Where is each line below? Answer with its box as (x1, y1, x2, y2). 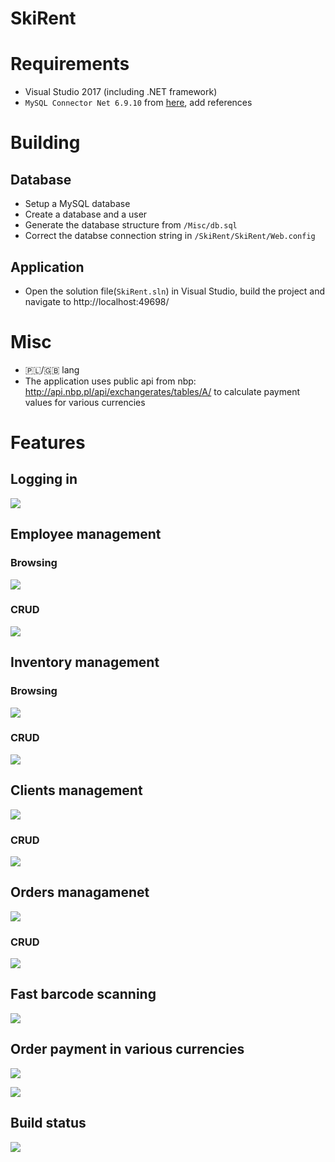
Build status (10, 1115, 87, 1132)
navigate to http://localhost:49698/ (24, 295, 170, 307)
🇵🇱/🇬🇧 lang (24, 363, 80, 376)
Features (10, 432, 86, 454)
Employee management (10, 526, 162, 543)
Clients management (10, 782, 143, 799)
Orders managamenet (10, 884, 150, 901)
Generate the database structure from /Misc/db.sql (24, 219, 238, 231)
